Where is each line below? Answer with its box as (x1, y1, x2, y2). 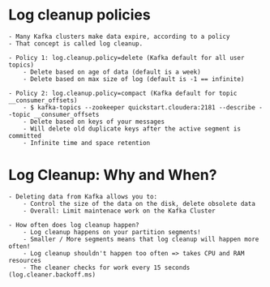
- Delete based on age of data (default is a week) (23, 67, 201, 76)
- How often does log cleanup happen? (8, 221, 139, 229)
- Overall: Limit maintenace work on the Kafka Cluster (23, 207, 216, 215)
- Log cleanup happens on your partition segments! (23, 228, 201, 236)
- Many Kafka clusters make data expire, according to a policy (8, 32, 230, 41)
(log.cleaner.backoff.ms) (8, 270, 96, 279)
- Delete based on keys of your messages (23, 118, 165, 126)
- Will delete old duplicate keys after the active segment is (23, 124, 242, 133)
